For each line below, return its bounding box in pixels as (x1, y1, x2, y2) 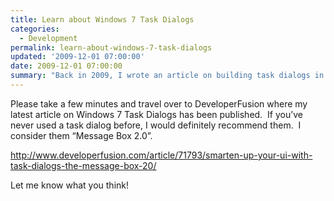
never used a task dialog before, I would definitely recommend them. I (10, 119, 302, 131)
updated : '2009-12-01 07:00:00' (10, 52, 145, 62)
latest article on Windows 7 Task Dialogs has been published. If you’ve (10, 108, 303, 120)
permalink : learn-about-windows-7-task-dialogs (10, 42, 213, 53)
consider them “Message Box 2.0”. (10, 129, 153, 141)
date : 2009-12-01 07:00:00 (10, 61, 123, 71)
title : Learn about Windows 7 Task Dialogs (10, 14, 195, 25)
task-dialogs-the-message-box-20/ (10, 159, 157, 171)
